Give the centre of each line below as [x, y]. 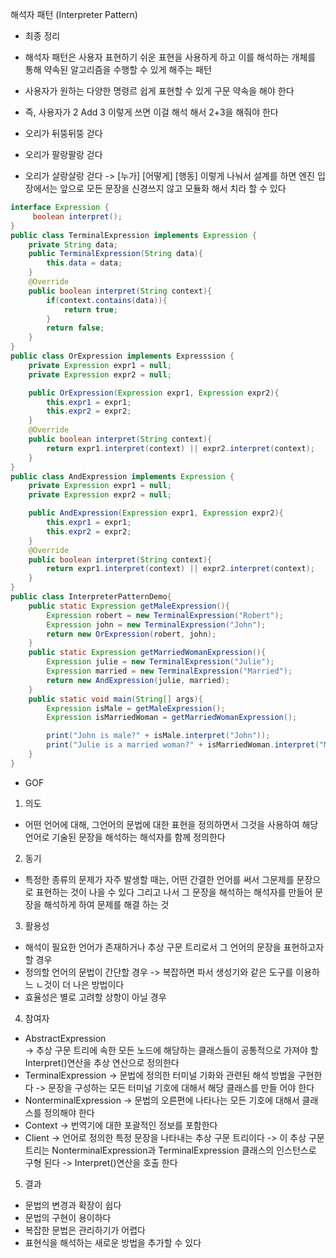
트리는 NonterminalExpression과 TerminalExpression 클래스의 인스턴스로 [170, 1150]
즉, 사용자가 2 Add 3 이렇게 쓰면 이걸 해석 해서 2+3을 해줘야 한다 [151, 112]
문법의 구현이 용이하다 [68, 1217]
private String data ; [73, 244]
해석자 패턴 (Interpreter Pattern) [74, 14]
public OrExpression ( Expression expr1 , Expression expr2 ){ [154, 393]
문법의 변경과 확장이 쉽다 [73, 1205]
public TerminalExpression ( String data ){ [115, 254]
